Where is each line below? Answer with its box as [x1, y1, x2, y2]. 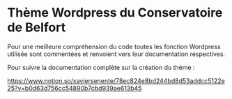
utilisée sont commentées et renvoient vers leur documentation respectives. [7, 50, 225, 58]
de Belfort [7, 19, 66, 35]
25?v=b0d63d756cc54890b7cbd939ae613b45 [7, 84, 142, 92]
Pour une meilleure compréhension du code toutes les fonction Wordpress [7, 42, 221, 51]
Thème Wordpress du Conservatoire [7, 5, 223, 21]
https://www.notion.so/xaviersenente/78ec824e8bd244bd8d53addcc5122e [7, 76, 225, 84]
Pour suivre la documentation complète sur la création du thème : [7, 63, 195, 71]
